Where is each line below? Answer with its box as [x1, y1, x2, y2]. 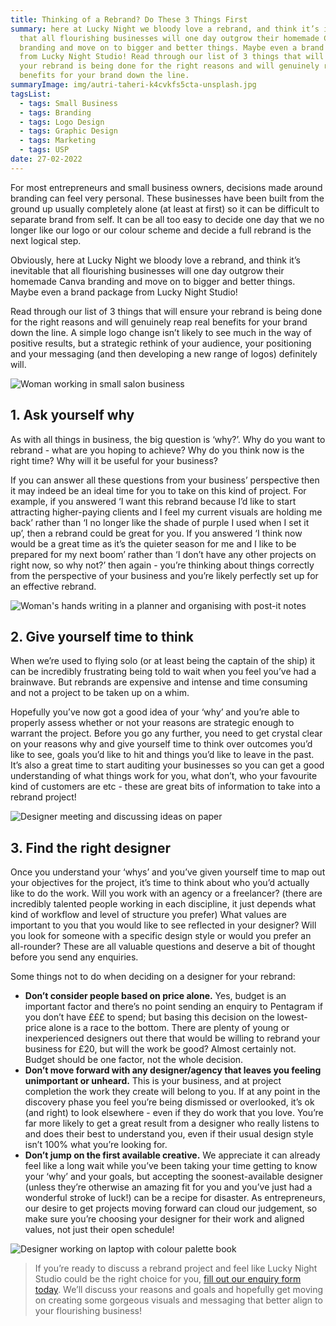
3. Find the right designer [10, 839, 171, 856]
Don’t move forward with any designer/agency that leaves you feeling [24, 1064, 322, 1076]
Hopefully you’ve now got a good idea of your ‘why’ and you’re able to [10, 706, 300, 718]
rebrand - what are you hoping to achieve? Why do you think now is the [10, 444, 305, 456]
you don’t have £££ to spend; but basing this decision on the [24, 1011, 275, 1023]
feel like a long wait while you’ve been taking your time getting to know [24, 1160, 318, 1172]
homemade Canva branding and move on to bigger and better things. [10, 275, 296, 287]
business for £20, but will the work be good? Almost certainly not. [24, 1043, 297, 1055]
